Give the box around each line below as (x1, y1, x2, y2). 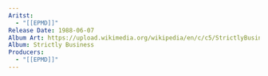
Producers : (8, 48, 45, 56)
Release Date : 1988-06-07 (8, 26, 94, 34)
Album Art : (8, 33, 45, 42)
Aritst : (8, 11, 34, 20)
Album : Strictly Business (8, 41, 94, 49)
